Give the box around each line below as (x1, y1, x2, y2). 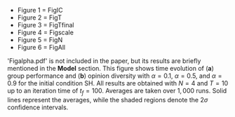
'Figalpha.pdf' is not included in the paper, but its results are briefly (7, 57, 201, 65)
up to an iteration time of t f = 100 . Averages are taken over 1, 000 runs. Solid (7, 87, 227, 97)
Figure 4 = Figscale (17, 28, 74, 36)
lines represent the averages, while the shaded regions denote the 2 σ (7, 95, 208, 104)
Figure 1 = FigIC (17, 6, 63, 14)
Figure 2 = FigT (17, 13, 62, 22)
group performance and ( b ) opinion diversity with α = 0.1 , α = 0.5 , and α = (7, 71, 222, 80)
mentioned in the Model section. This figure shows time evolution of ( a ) (7, 64, 214, 72)
